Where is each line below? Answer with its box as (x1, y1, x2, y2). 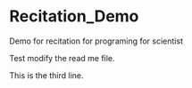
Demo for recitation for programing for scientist (9, 36, 183, 46)
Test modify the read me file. (9, 52, 115, 63)
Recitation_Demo (9, 6, 139, 27)
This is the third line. (9, 69, 84, 81)
